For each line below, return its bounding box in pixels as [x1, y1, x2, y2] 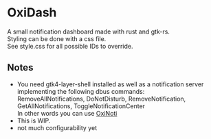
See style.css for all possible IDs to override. [7, 42, 133, 50]
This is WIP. [16, 116, 51, 125]
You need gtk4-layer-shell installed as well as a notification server [16, 80, 204, 88]
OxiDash [7, 5, 57, 21]
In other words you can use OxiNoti [16, 109, 118, 117]
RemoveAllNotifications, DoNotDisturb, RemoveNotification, [16, 94, 186, 103]
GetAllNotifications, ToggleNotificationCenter [16, 101, 146, 110]
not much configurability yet [16, 123, 98, 131]
